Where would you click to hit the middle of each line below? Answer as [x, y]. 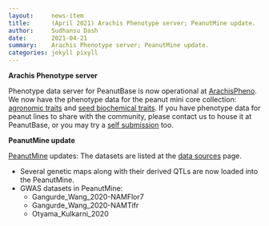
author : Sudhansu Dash [53, 30]
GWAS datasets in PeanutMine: [71, 188]
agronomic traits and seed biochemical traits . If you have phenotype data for [134, 108]
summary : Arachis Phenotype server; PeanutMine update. [109, 46]
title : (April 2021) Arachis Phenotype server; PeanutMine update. [132, 23]
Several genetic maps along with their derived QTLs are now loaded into [139, 171]
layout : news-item [46, 16]
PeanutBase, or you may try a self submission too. [91, 125]
